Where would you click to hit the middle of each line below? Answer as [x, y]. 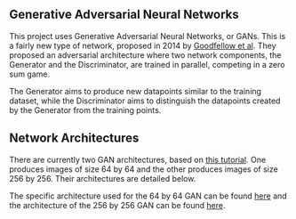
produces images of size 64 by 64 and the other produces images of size [144, 169]
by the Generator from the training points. [85, 109]
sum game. [30, 74]
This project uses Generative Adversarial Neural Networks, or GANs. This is [148, 36]
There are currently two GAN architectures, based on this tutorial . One [138, 159]
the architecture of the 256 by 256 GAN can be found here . [117, 205]
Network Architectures [74, 138]
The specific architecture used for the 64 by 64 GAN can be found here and [148, 196]
